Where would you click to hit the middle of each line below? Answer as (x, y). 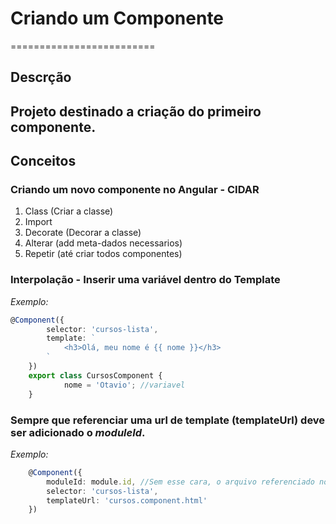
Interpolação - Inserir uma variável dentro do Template (145, 280)
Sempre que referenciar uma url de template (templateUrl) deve (168, 420)
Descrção (41, 77)
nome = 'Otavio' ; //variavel (124, 385)
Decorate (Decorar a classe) (83, 233)
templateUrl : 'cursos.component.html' (127, 500)
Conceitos (43, 161)
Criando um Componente (117, 18)
